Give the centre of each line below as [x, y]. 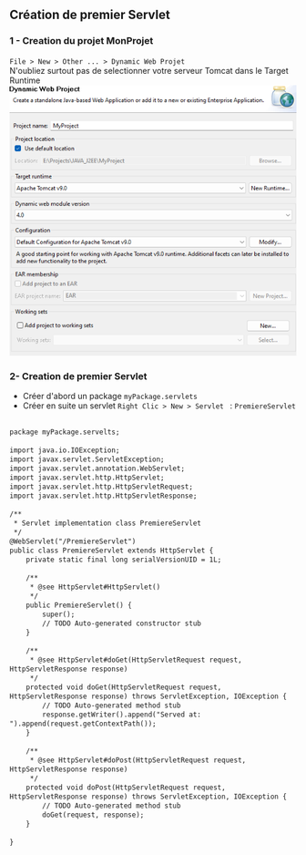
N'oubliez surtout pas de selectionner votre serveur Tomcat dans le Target [149, 70]
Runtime [25, 80]
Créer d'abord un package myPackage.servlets [110, 396]
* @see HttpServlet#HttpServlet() [95, 587]
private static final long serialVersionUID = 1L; [124, 560]
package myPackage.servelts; [65, 432]
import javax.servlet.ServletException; [87, 459]
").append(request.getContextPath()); [83, 724]
